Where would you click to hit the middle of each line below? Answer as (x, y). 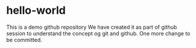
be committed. (24, 40)
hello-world (36, 10)
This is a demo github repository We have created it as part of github (92, 27)
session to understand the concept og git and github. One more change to (98, 33)
